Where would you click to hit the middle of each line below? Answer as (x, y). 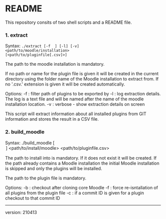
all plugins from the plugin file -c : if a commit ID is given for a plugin (75, 193)
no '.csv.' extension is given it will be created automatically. (65, 84)
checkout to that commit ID (33, 198)
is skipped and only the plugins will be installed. (54, 168)
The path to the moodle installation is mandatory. (55, 64)
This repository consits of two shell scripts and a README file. (69, 22)
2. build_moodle (25, 132)
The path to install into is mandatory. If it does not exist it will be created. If (81, 158)
